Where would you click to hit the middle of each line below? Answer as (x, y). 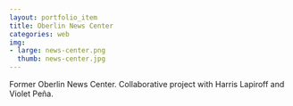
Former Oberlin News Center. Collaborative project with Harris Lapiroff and (147, 84)
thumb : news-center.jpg (61, 59)
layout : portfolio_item (54, 17)
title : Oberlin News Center (62, 26)
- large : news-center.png (57, 51)
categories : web (39, 34)
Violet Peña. (31, 94)
